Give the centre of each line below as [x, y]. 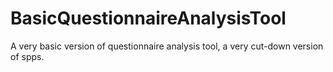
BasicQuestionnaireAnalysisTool [148, 18]
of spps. [27, 56]
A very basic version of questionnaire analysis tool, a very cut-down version [167, 46]
